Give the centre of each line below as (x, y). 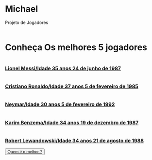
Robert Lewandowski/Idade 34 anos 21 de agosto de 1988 (75, 140)
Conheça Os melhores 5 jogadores (76, 47)
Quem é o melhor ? (25, 152)
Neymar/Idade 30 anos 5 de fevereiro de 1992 (60, 104)
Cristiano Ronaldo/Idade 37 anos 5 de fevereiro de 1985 (72, 86)
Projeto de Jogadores (27, 22)
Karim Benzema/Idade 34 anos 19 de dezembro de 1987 (72, 122)
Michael (22, 9)
